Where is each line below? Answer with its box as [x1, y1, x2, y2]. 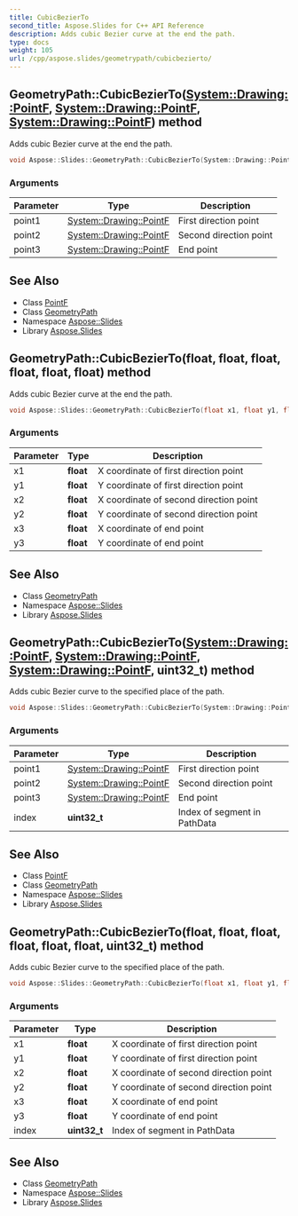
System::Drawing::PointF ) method [9, 114, 202, 130]
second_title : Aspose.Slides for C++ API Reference [9, 21, 204, 30]
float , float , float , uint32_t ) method [9, 938, 204, 953]
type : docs [9, 37, 50, 47]
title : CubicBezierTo [9, 12, 90, 22]
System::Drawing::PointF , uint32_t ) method [9, 662, 255, 677]
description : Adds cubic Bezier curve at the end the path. [9, 29, 237, 38]
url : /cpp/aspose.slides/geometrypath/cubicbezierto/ [9, 54, 213, 63]
